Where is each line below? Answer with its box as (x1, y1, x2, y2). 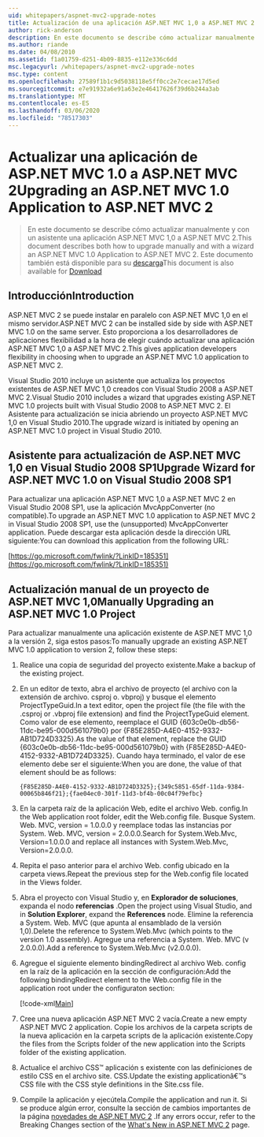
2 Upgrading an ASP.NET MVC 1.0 (8, 182, 229, 199)
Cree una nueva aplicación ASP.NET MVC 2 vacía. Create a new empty (19, 1014, 247, 1023)
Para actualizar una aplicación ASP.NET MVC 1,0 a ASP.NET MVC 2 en (8, 494, 236, 504)
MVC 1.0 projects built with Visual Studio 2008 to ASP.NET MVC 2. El (8, 401, 231, 410)
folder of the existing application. (19, 1048, 127, 1057)
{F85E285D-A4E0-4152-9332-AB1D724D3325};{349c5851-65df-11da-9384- (19, 783, 245, 791)
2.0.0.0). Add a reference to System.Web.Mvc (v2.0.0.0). (19, 943, 202, 952)
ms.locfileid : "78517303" (8, 114, 93, 122)
